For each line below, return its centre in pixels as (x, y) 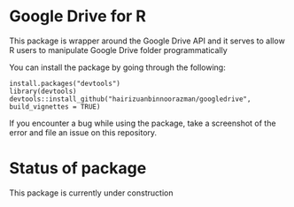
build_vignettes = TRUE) (55, 107)
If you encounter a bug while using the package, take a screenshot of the (143, 123)
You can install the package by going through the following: (117, 67)
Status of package (78, 169)
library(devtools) (43, 91)
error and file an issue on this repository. (83, 132)
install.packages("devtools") (65, 83)
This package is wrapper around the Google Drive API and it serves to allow (147, 41)
